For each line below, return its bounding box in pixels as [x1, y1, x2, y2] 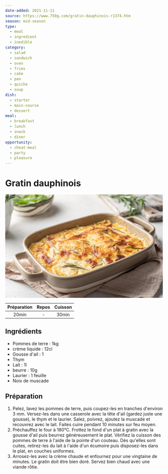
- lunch [9, 124, 26, 129]
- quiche [9, 82, 28, 87]
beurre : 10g [12, 367, 37, 373]
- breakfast [9, 119, 35, 124]
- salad [9, 50, 26, 55]
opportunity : [5, 140, 32, 145]
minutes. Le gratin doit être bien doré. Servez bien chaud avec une [12, 459, 150, 465]
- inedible [9, 40, 32, 45]
